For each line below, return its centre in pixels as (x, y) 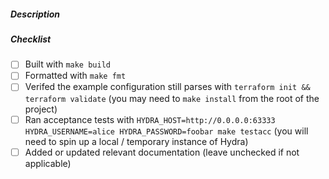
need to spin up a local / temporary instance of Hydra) (136, 141)
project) (41, 109)
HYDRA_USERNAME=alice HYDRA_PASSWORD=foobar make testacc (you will (166, 131)
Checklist (31, 39)
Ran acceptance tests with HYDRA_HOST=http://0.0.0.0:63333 (150, 119)
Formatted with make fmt (75, 76)
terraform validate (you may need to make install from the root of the (172, 98)
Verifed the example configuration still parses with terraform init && (167, 87)
